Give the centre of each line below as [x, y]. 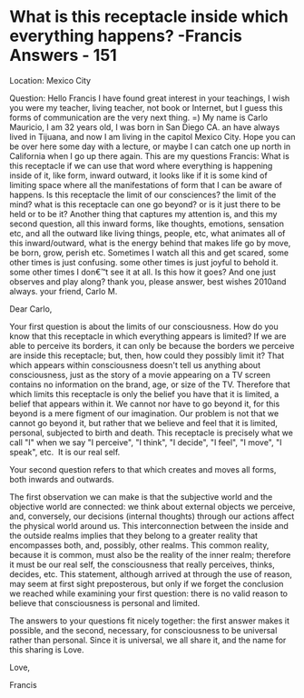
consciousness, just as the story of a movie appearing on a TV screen [140, 374]
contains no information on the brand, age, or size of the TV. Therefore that [150, 384]
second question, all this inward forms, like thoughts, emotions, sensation [147, 224]
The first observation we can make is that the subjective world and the [141, 496]
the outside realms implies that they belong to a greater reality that [134, 535]
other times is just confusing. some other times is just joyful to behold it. [144, 262]
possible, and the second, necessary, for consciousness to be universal [143, 630]
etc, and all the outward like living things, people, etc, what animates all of [147, 233]
